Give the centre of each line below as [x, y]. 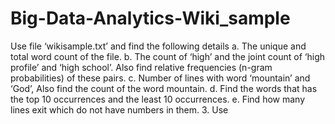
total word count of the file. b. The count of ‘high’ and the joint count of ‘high [168, 56]
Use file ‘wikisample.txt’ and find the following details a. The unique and [158, 46]
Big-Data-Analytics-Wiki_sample [150, 18]
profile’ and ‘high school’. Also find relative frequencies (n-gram [141, 67]
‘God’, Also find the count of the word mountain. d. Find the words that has [164, 88]
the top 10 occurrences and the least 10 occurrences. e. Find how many [158, 99]
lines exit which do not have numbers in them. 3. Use [119, 109]
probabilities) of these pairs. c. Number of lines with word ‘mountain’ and [160, 78]
